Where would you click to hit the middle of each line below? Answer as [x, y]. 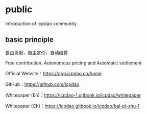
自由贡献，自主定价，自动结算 [36, 53]
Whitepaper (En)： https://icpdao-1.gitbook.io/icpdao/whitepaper [73, 95]
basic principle [29, 40]
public [19, 9]
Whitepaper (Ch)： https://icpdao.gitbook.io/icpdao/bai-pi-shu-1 [72, 106]
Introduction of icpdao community [41, 24]
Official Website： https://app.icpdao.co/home [54, 73]
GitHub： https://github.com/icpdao [42, 84]
